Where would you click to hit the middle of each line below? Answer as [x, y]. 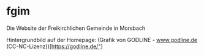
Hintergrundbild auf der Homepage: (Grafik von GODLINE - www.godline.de [102, 40]
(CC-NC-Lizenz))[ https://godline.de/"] [55, 46]
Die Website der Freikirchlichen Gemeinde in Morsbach [76, 28]
